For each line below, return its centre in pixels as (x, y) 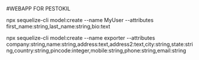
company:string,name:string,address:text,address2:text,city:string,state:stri (100, 44)
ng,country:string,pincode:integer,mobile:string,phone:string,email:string (96, 50)
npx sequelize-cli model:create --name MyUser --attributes (80, 20)
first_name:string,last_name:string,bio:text (58, 26)
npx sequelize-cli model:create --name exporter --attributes (81, 38)
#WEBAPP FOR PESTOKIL (38, 9)
